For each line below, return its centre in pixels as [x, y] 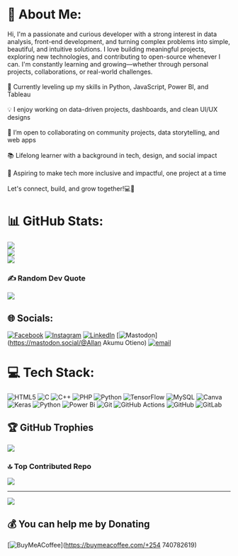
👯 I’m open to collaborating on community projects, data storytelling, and [113, 132]
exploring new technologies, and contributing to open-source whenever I [114, 57]
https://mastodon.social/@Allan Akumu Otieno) [78, 342]
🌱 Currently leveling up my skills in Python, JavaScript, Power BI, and [108, 86]
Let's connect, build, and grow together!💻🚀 [71, 188]
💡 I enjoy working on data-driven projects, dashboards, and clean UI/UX [113, 109]
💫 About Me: [45, 15]
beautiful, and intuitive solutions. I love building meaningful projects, [107, 49]
